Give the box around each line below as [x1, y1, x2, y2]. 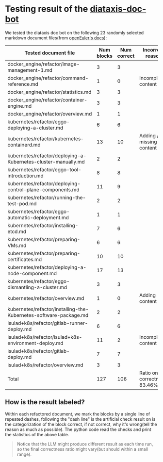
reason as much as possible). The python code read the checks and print [5, 426, 151, 432]
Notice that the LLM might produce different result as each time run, [16, 441, 153, 447]
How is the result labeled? [5, 398, 85, 406]
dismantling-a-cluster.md [7, 284, 67, 291]
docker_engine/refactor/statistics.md [7, 88, 92, 95]
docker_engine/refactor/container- [7, 96, 87, 103]
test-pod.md [7, 200, 37, 207]
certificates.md [7, 256, 42, 263]
